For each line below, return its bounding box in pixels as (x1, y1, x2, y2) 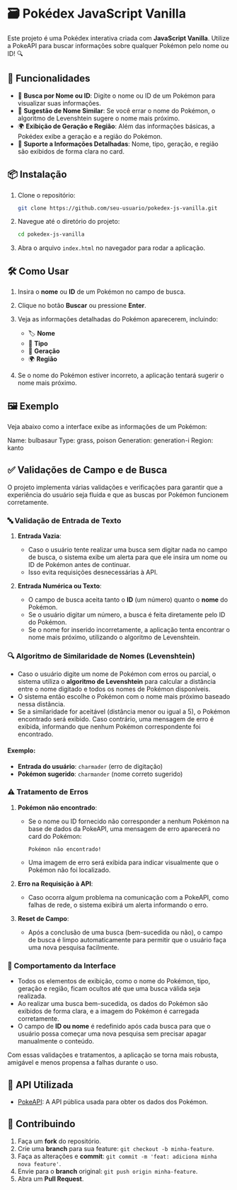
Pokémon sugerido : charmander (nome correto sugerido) (17, 770, 183, 778)
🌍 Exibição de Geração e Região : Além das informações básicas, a (17, 122, 216, 130)
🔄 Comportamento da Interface (7, 961, 117, 971)
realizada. (17, 992, 47, 1000)
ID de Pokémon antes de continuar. (28, 561, 131, 569)
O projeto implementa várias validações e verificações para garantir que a (7, 483, 223, 491)
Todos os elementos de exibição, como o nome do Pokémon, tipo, (17, 977, 211, 985)
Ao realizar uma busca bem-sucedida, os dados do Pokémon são (17, 1000, 209, 1008)
